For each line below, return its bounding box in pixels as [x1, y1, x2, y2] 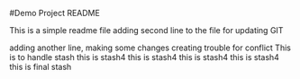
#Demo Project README [9, 8, 101, 18]
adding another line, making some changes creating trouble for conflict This [9, 42, 291, 53]
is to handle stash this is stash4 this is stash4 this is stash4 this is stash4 [9, 52, 279, 62]
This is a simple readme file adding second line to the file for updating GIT [9, 25, 284, 35]
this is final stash [9, 62, 72, 72]
